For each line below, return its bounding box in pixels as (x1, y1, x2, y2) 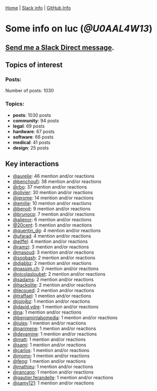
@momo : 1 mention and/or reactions (12, 353, 90, 359)
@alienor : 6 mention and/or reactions (12, 217, 92, 223)
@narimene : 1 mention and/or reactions (12, 325, 96, 332)
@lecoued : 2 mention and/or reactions (12, 287, 94, 294)
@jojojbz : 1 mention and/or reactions (12, 298, 90, 304)
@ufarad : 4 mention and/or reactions (12, 233, 91, 239)
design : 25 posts (12, 145, 49, 151)
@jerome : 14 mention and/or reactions (12, 195, 94, 201)
